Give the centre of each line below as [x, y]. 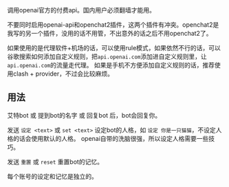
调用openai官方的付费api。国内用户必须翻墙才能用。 [81, 10]
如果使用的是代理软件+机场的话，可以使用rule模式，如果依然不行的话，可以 [114, 48]
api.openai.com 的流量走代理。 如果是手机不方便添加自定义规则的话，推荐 [111, 65]
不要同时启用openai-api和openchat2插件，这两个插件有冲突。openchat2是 [113, 25]
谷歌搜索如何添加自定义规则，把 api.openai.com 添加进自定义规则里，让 [107, 56]
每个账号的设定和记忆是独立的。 [52, 176]
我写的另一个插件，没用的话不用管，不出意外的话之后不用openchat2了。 [110, 33]
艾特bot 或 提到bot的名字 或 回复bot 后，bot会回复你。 [84, 115]
